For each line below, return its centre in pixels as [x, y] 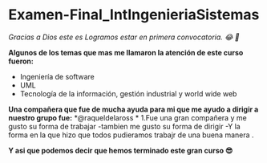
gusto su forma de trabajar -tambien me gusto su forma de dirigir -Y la [124, 126]
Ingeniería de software [57, 76]
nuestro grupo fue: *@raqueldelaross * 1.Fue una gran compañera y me [127, 117]
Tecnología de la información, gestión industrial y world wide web [128, 93]
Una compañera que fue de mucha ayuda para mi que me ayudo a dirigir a [133, 109]
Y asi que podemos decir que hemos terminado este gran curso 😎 [121, 150]
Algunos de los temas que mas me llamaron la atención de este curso [126, 52]
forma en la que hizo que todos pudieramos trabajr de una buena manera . [131, 135]
